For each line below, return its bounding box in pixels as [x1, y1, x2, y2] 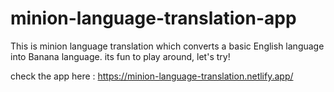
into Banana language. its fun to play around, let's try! [10, 50, 231, 62]
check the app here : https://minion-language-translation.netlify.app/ [10, 70, 294, 82]
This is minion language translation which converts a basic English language [10, 40, 325, 52]
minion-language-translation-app [10, 7, 297, 30]
